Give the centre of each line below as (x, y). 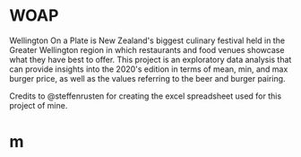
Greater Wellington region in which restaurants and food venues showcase (147, 49)
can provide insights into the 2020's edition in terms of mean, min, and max (149, 69)
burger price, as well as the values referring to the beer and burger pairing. (147, 78)
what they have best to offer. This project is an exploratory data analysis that (150, 59)
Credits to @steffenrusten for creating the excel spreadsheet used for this (146, 96)
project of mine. (39, 105)
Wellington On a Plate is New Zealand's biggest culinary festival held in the (147, 40)
